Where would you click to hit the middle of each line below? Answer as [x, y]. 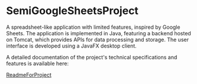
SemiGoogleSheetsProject [72, 11]
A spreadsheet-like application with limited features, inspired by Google [93, 27]
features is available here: [38, 63]
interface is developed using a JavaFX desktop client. [72, 46]
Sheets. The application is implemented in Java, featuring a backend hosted [98, 33]
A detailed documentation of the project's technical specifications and [92, 57]
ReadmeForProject [29, 75]
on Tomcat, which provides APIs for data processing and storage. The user [98, 39]
